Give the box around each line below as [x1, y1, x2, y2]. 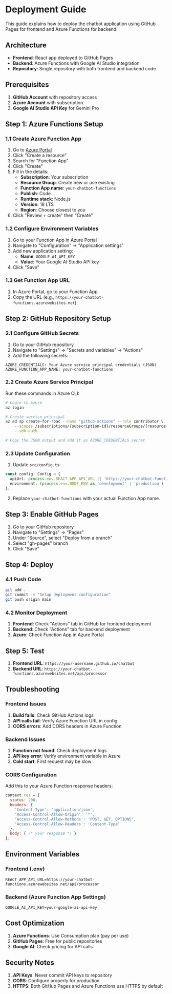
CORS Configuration [5, 771, 57, 778]
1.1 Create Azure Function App [5, 135, 82, 142]
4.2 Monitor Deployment [5, 609, 68, 616]
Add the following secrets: [12, 352, 68, 358]
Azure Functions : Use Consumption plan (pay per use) [12, 932, 129, 939]
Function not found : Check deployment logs [12, 747, 107, 753]
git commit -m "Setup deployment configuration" [5, 592, 111, 598]
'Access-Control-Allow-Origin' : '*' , [14, 812, 95, 817]
